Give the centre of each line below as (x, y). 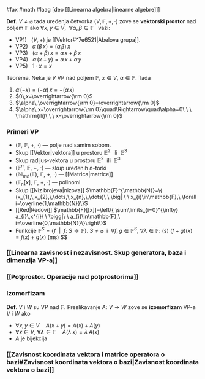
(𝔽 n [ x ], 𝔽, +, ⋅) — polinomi (48, 183)
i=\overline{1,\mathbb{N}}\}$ (51, 203)
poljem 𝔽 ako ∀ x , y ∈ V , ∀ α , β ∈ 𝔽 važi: (58, 28)
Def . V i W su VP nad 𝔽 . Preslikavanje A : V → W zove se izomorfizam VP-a (101, 307)
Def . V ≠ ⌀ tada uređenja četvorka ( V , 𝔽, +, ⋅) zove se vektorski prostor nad (101, 21)
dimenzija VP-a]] (32, 260)
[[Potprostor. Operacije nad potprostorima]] (73, 277)
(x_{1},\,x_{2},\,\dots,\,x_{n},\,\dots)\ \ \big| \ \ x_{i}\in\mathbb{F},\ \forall (106, 197)
